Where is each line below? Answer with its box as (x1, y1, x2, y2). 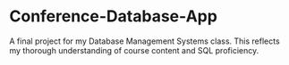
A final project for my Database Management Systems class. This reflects (9, 36, 280, 46)
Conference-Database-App (9, 6, 217, 27)
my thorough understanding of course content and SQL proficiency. (9, 45, 259, 55)
